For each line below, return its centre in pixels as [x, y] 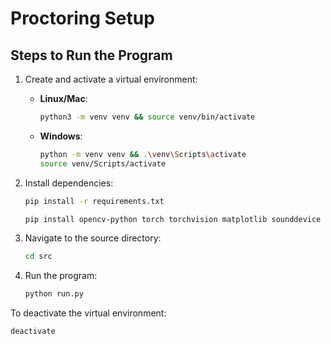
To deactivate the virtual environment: [88, 313]
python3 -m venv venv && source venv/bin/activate [147, 117]
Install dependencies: [69, 183]
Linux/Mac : [63, 98]
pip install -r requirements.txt [94, 201]
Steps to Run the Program [91, 55]
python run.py [54, 294]
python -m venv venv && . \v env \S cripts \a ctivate [143, 154]
